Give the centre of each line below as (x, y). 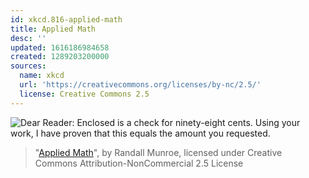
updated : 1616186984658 (60, 47)
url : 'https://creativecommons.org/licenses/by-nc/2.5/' (140, 85)
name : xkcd (42, 76)
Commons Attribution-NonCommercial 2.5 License (139, 163)
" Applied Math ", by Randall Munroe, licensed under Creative (158, 152)
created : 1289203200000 (60, 57)
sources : (28, 66)
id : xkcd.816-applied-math (66, 19)
